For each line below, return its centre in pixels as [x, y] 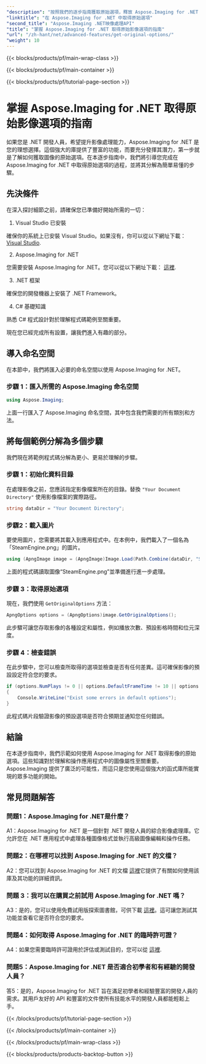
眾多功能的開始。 [38, 776]
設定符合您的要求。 [36, 675]
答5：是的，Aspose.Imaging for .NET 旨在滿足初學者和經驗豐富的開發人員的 [102, 990]
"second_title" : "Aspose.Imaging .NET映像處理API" [71, 23]
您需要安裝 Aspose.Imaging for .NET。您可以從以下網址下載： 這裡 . [91, 267]
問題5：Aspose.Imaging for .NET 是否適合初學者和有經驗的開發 [101, 967]
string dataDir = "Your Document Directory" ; [65, 508]
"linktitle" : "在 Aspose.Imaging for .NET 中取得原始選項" [80, 18]
